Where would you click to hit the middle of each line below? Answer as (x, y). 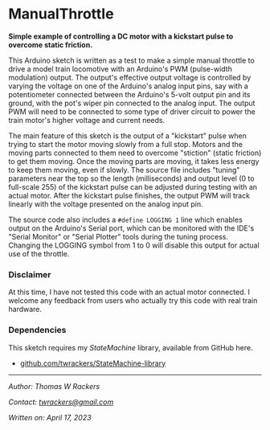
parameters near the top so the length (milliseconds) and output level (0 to (131, 178)
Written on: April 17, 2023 (50, 417)
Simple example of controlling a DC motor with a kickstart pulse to (121, 36)
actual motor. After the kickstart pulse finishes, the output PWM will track (129, 195)
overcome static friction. (51, 44)
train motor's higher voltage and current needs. (87, 120)
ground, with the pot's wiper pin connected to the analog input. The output (132, 103)
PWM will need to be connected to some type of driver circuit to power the (132, 111)
